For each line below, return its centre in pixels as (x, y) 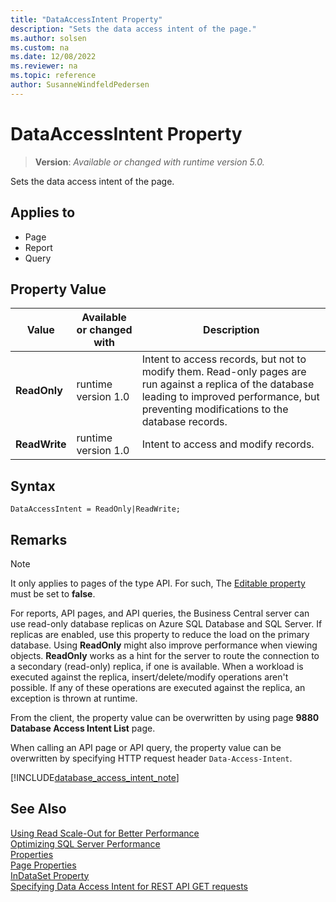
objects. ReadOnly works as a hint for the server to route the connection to (165, 655)
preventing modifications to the (215, 409)
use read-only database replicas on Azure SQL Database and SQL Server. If (166, 623)
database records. (184, 422)
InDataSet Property (50, 875)
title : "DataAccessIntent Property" (86, 19)
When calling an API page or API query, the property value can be (146, 747)
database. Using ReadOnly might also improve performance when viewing (164, 645)
